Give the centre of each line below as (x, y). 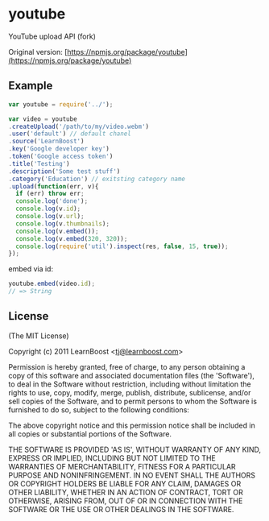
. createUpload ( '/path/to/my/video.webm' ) (79, 126)
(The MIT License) (39, 336)
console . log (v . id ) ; (48, 209)
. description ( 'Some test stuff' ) (64, 171)
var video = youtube (43, 119)
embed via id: (31, 269)
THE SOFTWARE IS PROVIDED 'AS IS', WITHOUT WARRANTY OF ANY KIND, (135, 449)
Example (31, 86)
